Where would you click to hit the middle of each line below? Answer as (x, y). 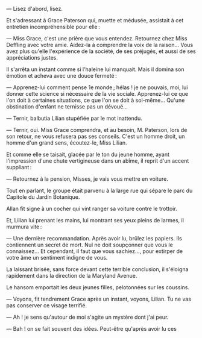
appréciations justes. (32, 58)
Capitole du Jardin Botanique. (43, 197)
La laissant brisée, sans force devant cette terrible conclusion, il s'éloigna (97, 269)
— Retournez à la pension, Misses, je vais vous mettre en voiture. (87, 179)
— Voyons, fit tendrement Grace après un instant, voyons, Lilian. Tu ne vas (99, 299)
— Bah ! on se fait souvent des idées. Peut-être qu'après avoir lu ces (91, 329)
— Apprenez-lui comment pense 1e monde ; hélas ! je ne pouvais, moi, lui (97, 87)
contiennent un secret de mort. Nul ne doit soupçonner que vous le (90, 245)
